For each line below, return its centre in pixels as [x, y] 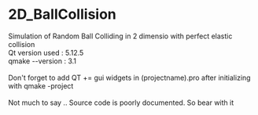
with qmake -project [41, 86]
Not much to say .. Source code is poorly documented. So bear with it [121, 102]
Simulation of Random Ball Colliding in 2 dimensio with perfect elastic [120, 36]
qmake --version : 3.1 [42, 61]
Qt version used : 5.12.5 [46, 52]
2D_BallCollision [62, 14]
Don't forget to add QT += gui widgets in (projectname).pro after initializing [129, 77]
